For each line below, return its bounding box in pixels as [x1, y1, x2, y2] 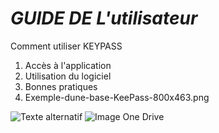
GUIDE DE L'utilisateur [10, 7, 198, 30]
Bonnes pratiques [24, 80, 98, 92]
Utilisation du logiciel [24, 70, 112, 82]
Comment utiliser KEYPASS [10, 40, 123, 52]
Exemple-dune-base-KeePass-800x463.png [24, 91, 210, 103]
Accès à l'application [24, 59, 112, 71]
